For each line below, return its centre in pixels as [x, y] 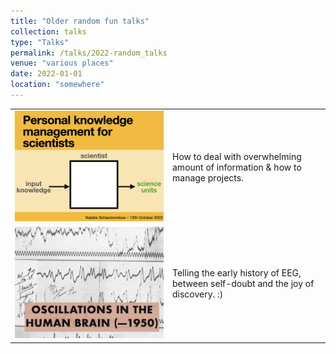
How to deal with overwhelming [237, 156]
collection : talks [48, 31]
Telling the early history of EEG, [237, 273]
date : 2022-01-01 [46, 74]
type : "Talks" [40, 42]
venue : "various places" [62, 63]
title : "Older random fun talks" [80, 21]
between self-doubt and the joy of [243, 284]
